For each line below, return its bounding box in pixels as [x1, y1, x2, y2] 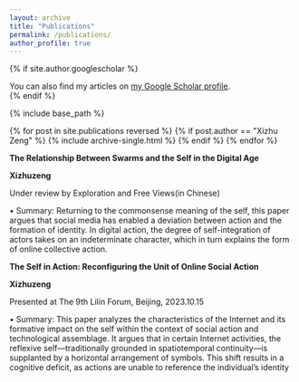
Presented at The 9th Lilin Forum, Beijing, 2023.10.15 [9, 296, 205, 308]
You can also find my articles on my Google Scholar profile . [9, 81, 231, 91]
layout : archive [9, 13, 71, 23]
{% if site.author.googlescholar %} [9, 63, 139, 74]
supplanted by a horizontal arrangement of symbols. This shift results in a [9, 352, 285, 363]
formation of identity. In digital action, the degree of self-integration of [9, 224, 271, 235]
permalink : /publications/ [9, 30, 111, 39]
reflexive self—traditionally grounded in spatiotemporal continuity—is [9, 343, 268, 354]
